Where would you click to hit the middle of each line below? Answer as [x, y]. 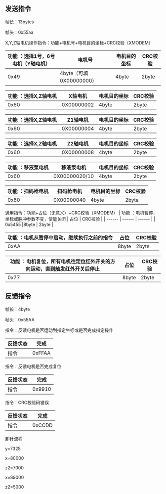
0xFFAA [41, 353]
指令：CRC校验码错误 [27, 403]
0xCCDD [42, 425]
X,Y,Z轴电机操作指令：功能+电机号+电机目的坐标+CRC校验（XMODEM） [79, 43]
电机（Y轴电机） [31, 63]
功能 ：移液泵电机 [28, 167]
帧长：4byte [18, 309]
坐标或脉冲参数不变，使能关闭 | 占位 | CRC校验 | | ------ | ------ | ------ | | [80, 219]
